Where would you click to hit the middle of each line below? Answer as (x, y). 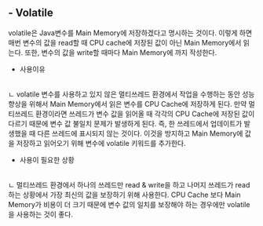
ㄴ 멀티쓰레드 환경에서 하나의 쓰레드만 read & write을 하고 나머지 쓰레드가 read (129, 184)
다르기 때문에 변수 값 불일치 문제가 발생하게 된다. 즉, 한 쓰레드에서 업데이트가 (125, 123)
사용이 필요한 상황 (47, 159)
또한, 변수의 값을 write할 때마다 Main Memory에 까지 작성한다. (121, 52)
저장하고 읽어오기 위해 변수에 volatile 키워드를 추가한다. (101, 143)
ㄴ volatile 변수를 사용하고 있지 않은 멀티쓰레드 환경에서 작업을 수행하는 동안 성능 (131, 94)
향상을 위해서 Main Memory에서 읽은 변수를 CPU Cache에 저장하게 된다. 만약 (128, 104)
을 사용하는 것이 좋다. (40, 214)
